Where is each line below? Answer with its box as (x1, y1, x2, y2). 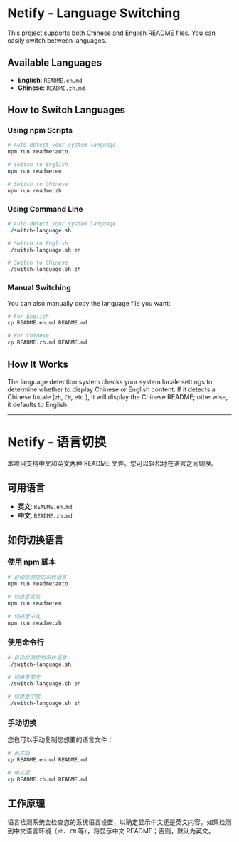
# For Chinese (7, 332, 50, 339)
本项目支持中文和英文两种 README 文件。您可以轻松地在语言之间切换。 (7, 458, 218, 468)
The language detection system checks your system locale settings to (7, 377, 213, 386)
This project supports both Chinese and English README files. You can (7, 29, 216, 37)
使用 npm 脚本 (7, 557, 56, 567)
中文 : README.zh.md (17, 511, 73, 520)
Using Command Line (7, 204, 83, 214)
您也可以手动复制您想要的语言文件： (7, 736, 114, 744)
